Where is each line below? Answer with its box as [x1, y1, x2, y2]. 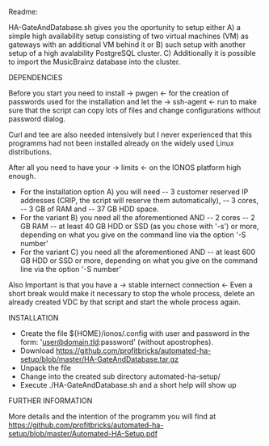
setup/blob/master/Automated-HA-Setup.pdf [8, 429, 158, 438]
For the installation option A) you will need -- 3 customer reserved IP [19, 187, 249, 197]
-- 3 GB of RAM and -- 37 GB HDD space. [19, 204, 159, 214]
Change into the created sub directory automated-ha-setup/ [19, 372, 221, 381]
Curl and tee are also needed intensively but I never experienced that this [8, 130, 253, 139]
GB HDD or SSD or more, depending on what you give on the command [19, 256, 258, 265]
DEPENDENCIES [8, 73, 63, 82]
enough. [8, 172, 36, 181]
